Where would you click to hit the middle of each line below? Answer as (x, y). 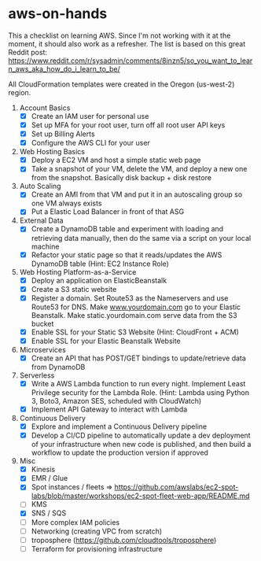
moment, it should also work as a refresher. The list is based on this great (127, 43)
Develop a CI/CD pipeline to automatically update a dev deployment (141, 436)
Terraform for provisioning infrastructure (97, 548)
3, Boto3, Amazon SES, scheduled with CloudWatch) (116, 401)
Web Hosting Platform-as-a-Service (78, 271)
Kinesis (43, 470)
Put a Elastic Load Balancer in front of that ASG (108, 212)
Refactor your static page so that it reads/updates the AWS (127, 255)
